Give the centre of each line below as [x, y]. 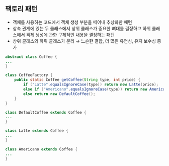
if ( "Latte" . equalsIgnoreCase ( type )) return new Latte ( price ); [91, 85]
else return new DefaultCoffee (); [59, 94]
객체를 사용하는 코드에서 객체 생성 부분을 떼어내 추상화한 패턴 [72, 22]
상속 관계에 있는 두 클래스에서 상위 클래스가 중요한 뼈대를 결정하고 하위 [81, 28]
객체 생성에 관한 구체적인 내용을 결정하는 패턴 [70, 35]
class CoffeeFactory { [29, 75]
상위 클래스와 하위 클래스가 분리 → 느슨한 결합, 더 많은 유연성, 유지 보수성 [84, 41]
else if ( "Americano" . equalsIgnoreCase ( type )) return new [85, 90]
